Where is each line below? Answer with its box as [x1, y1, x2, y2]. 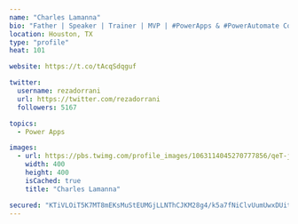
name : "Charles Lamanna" [9, 12, 101, 22]
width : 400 [25, 160, 66, 169]
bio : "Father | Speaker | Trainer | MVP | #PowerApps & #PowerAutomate [9, 21, 279, 30]
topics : [9, 119, 38, 128]
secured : [9, 201, 42, 210]
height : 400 [25, 168, 69, 177]
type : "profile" [9, 37, 69, 47]
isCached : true [25, 176, 82, 185]
